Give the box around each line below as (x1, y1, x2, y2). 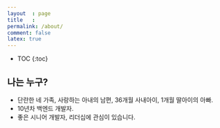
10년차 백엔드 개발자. (17, 104, 74, 112)
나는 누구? (7, 76, 48, 88)
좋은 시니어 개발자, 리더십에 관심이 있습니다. (17, 113, 136, 121)
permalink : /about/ (7, 23, 64, 30)
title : (7, 17, 36, 23)
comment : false (7, 29, 51, 36)
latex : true (7, 36, 42, 43)
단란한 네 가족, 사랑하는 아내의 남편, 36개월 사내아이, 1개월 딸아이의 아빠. (17, 96, 213, 104)
